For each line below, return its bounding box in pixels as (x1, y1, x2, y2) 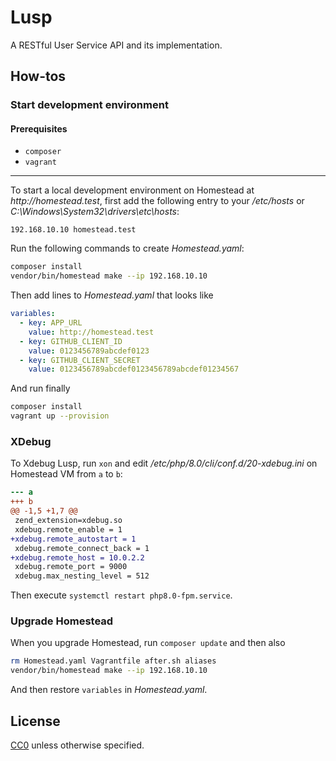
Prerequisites (10, 122, 68, 135)
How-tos (10, 68, 67, 85)
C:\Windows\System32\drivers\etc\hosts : (10, 206, 180, 218)
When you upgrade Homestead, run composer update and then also (10, 637, 286, 649)
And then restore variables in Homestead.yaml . (10, 684, 208, 696)
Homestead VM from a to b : (10, 468, 123, 480)
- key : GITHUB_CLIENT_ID (19, 336, 123, 346)
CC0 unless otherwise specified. (10, 739, 145, 751)
